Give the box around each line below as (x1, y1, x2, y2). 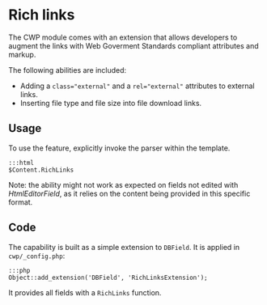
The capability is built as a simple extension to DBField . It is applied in (8, 242, 240, 252)
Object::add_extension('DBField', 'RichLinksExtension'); (8, 273, 208, 282)
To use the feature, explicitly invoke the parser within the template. (8, 143, 231, 153)
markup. (8, 49, 36, 59)
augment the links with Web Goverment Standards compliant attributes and (8, 40, 259, 50)
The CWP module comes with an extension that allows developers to (8, 32, 238, 42)
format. (8, 197, 33, 207)
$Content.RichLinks (8, 166, 74, 174)
